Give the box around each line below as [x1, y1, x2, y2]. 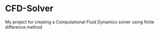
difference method [5, 24, 42, 30]
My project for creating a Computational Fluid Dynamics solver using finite [5, 19, 155, 25]
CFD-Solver [5, 3, 54, 14]
